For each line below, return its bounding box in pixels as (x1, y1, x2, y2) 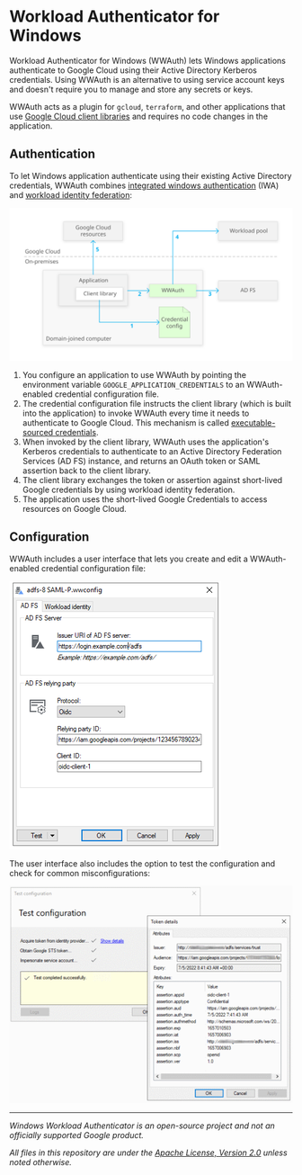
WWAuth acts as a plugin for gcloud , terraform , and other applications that (9, 101, 286, 112)
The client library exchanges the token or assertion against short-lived (22, 474, 283, 485)
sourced (22, 426, 54, 437)
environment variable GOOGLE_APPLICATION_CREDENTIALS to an (22, 379, 245, 390)
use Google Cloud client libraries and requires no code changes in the (9, 111, 268, 121)
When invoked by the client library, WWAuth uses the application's (22, 436, 270, 447)
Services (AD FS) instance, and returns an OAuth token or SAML (22, 455, 261, 466)
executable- (230, 417, 276, 428)
